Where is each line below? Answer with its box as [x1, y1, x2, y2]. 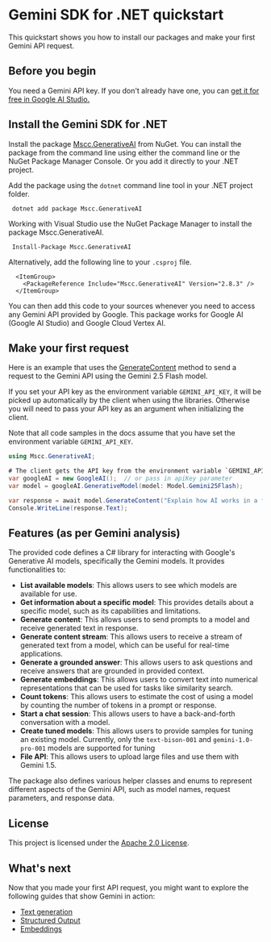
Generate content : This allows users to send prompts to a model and [19, 615, 250, 624]
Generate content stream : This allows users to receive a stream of [19, 631, 243, 642]
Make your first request [8, 341, 129, 355]
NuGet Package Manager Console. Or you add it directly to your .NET [8, 156, 240, 166]
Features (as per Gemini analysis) [8, 527, 181, 540]
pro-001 [19, 744, 46, 753]
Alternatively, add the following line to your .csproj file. [8, 256, 192, 267]
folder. [8, 189, 30, 198]
